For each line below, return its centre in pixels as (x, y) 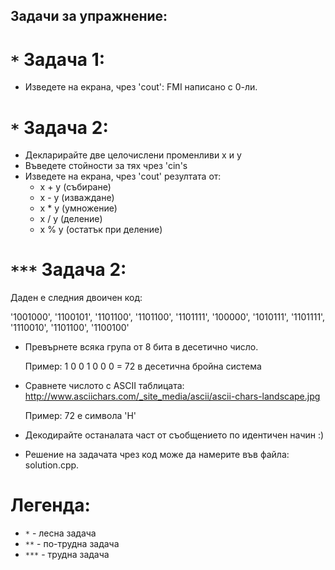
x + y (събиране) (75, 187)
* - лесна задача (60, 533)
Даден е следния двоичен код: (76, 298)
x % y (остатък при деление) (101, 230)
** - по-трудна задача (72, 544)
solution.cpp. (52, 465)
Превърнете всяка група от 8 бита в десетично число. (141, 347)
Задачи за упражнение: (89, 16)
